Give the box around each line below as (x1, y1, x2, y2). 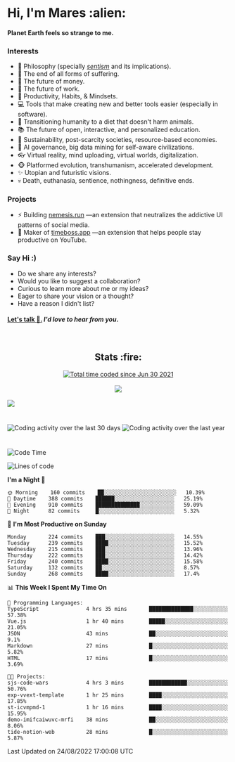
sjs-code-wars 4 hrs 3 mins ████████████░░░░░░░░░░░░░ (7, 680, 229, 687)
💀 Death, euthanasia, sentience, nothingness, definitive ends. (17, 176, 195, 185)
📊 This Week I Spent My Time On (7, 583, 107, 592)
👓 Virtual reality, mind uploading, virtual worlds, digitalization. (17, 151, 199, 160)
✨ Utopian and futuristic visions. (17, 169, 111, 177)
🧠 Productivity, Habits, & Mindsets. (17, 92, 118, 101)
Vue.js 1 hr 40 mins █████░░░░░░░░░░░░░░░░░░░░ (7, 618, 229, 625)
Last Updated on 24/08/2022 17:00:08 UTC (7, 747, 134, 756)
